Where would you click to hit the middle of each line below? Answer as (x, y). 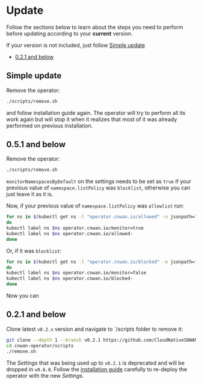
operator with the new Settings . (45, 375)
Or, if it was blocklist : (34, 251)
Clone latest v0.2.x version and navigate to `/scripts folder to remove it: (95, 329)
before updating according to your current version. (70, 33)
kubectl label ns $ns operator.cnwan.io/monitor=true (75, 228)
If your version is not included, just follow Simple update (76, 45)
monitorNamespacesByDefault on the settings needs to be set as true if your (99, 182)
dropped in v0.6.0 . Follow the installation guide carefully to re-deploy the (97, 369)
